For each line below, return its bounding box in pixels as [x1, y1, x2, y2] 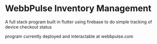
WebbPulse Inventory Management [5, 3, 152, 14]
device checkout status [5, 24, 52, 29]
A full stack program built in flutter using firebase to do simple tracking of [5, 19, 153, 25]
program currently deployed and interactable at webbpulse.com [5, 33, 134, 39]
